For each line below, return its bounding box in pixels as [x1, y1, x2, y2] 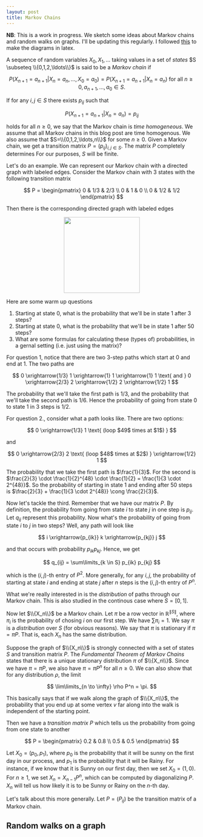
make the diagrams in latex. [6, 44, 75, 52]
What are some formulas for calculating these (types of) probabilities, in [15, 335, 195, 343]
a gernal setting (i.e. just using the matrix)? [15, 342, 122, 349]
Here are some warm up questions [6, 298, 93, 306]
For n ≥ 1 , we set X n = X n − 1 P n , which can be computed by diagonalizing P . [6, 773, 194, 782]
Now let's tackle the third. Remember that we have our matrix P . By [6, 499, 174, 507]
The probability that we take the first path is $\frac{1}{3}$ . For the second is [6, 468, 196, 476]
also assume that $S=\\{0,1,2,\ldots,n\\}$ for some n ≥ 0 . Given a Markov [6, 136, 187, 143]
